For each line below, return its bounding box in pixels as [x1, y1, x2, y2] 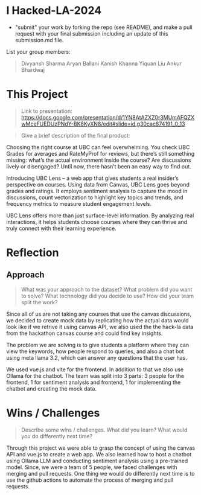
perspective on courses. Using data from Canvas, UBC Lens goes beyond [6, 180, 190, 188]
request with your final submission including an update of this [14, 30, 168, 37]
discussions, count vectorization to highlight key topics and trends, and [6, 194, 183, 201]
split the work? [21, 298, 58, 305]
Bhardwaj [21, 66, 45, 73]
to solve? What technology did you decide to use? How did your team [21, 292, 194, 299]
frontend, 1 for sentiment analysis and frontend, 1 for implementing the [6, 378, 181, 386]
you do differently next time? [21, 432, 92, 439]
